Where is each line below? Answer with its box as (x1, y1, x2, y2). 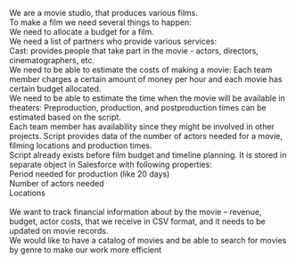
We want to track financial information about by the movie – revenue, (9, 207, 262, 217)
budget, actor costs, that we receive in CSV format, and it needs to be (9, 216, 266, 227)
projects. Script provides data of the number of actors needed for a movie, (9, 131, 284, 141)
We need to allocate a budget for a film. (9, 27, 154, 37)
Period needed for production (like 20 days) (9, 169, 170, 179)
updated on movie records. (9, 226, 109, 235)
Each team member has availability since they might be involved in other (9, 121, 275, 132)
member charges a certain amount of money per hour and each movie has (9, 74, 283, 84)
